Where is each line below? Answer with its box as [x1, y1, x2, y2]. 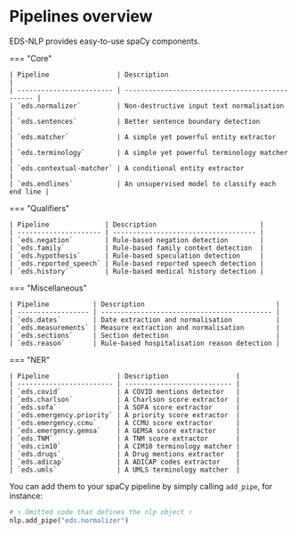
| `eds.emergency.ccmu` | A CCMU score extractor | [9, 418, 241, 427]
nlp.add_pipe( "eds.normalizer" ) [9, 515, 129, 525]
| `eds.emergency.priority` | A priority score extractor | [9, 410, 241, 420]
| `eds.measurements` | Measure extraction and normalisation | [9, 323, 280, 332]
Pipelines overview [9, 6, 153, 27]
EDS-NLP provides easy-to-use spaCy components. [9, 36, 200, 46]
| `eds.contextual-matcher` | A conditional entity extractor [9, 163, 245, 173]
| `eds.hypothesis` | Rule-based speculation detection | [9, 251, 265, 260]
